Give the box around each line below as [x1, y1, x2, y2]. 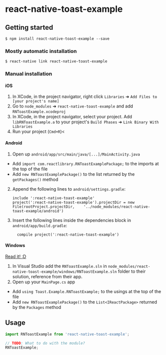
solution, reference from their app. [12, 273, 83, 279]
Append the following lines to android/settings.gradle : [12, 186, 126, 192]
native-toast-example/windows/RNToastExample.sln [12, 269, 117, 274]
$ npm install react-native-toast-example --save [5, 36, 110, 41]
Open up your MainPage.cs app [12, 279, 75, 285]
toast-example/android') [12, 208, 64, 213]
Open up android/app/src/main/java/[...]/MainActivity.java [12, 151, 140, 157]
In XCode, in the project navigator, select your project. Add [12, 114, 132, 120]
